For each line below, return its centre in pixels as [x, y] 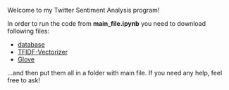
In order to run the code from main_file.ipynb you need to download [107, 23]
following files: [29, 31]
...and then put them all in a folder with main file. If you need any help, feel [115, 73]
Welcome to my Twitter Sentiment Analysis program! [83, 10]
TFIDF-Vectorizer [43, 52]
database [31, 44]
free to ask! [24, 80]
